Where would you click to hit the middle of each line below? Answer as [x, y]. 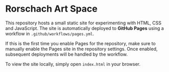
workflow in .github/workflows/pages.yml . [50, 33]
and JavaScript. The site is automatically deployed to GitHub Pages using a [85, 28]
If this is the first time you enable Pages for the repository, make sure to [80, 43]
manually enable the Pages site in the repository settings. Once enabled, [81, 49]
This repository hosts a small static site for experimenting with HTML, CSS [83, 23]
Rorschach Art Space [52, 9]
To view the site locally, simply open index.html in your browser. [73, 64]
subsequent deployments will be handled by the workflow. [67, 54]
